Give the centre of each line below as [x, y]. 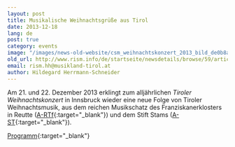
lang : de [20, 33]
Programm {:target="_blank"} [49, 135]
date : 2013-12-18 [33, 27]
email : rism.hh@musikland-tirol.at [59, 66]
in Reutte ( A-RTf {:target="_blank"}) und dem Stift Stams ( [90, 114]
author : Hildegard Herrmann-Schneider [64, 72]
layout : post [26, 14]
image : [17, 53]
